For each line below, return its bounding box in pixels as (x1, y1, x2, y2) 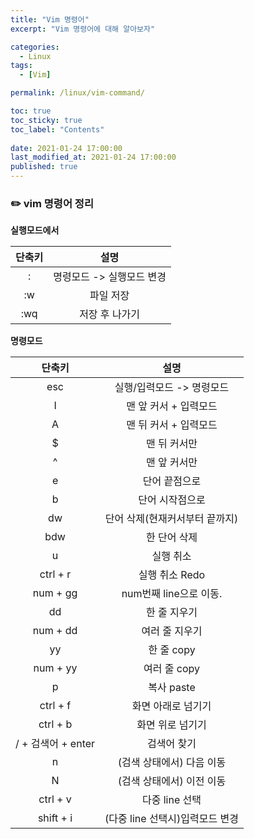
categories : (10, 42, 60, 52)
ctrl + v (38, 792, 72, 806)
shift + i (37, 811, 73, 825)
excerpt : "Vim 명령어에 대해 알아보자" (10, 24, 156, 34)
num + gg (32, 586, 78, 600)
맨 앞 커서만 (145, 456, 198, 470)
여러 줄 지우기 (141, 624, 203, 638)
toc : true (10, 106, 52, 116)
